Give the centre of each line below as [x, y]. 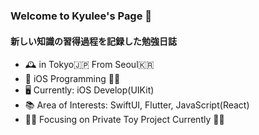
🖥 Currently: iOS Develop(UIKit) [89, 90]
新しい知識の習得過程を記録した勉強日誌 [93, 41]
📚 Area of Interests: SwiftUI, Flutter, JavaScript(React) [137, 105]
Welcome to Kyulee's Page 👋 [81, 16]
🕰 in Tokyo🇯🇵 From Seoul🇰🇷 [89, 65]
